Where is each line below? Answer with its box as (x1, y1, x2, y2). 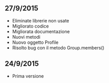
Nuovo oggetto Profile (12, 39, 59, 45)
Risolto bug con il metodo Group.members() (12, 44, 105, 50)
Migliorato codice (12, 23, 49, 29)
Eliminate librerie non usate (12, 17, 69, 23)
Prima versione (12, 73, 44, 79)
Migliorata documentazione (12, 28, 70, 35)
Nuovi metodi (12, 34, 41, 40)
